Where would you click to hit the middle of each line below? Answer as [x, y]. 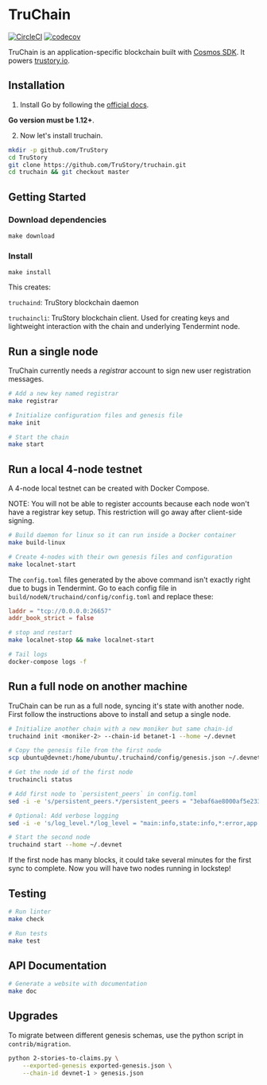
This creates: [30, 287]
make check [26, 919]
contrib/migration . [40, 1044]
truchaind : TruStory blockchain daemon [74, 303]
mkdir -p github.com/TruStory [58, 150]
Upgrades [33, 1016]
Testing [27, 893]
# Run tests [28, 933]
